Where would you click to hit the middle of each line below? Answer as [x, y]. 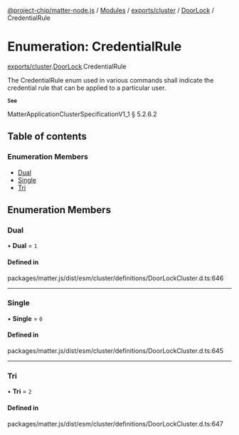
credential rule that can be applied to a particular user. [87, 88]
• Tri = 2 [20, 391]
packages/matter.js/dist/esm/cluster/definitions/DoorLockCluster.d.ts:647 [116, 424]
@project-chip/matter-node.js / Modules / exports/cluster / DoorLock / [111, 10]
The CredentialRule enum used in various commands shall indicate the [111, 80]
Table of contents [47, 137]
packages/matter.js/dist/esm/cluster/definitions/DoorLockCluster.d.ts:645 [116, 351]
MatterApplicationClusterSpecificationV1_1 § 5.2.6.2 [83, 114]
